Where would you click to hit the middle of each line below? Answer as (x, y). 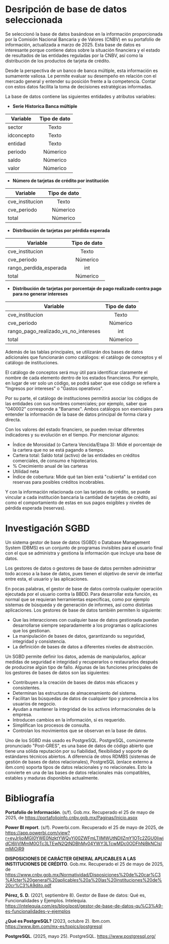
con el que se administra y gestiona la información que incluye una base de (83, 553)
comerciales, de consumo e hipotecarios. (55, 461)
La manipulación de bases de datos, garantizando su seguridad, (79, 636)
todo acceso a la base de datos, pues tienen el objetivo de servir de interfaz (84, 573)
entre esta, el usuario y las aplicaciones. (47, 579)
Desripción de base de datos (66, 9)
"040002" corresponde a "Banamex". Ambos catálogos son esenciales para (84, 409)
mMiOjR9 (15, 849)
